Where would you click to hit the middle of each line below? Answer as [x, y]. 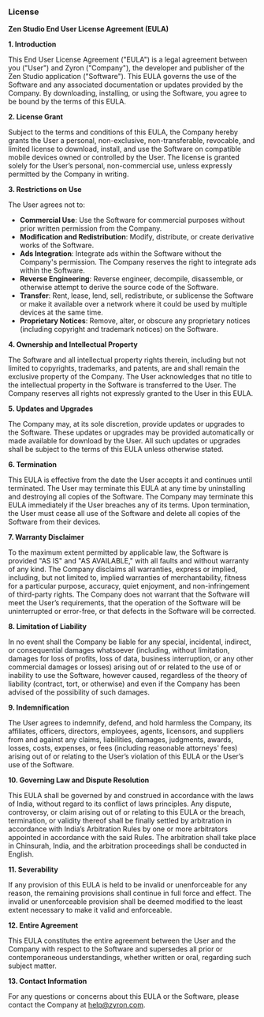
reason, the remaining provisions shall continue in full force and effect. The [130, 893]
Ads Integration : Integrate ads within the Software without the [121, 254]
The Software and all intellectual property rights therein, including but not [127, 360]
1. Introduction [32, 44]
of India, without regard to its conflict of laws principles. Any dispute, [120, 804]
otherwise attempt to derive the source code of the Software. [119, 288]
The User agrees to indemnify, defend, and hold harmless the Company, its [130, 723]
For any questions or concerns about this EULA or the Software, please [124, 996]
